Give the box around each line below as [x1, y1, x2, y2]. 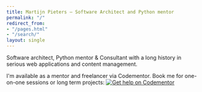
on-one [6, 79, 25, 86]
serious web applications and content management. [6, 60, 138, 68]
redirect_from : [6, 20, 45, 26]
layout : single [6, 37, 45, 43]
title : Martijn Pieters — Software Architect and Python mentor [6, 9, 174, 15]
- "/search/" [6, 32, 40, 38]
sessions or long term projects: [26, 79, 105, 86]
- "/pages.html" [6, 26, 48, 32]
